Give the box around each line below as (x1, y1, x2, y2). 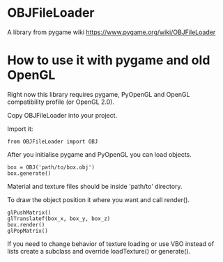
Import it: (7, 124, 33, 133)
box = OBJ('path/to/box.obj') (7, 164, 95, 171)
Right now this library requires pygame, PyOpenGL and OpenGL (7, 90, 190, 98)
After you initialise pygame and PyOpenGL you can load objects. (7, 150, 192, 158)
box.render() (7, 221, 45, 228)
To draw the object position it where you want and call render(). (7, 195, 190, 203)
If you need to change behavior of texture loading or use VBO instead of (7, 239, 215, 248)
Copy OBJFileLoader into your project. (7, 111, 118, 119)
